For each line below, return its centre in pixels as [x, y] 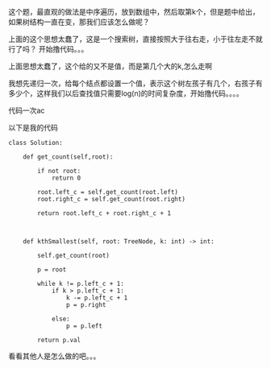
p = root [52, 270]
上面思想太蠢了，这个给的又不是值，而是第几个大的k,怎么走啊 [110, 66]
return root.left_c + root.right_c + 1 [104, 213]
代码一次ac [27, 110]
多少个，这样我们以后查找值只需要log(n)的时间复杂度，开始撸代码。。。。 [126, 93]
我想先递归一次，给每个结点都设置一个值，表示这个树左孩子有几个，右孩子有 [135, 83]
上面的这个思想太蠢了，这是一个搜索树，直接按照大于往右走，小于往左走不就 [135, 39]
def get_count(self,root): [68, 157]
